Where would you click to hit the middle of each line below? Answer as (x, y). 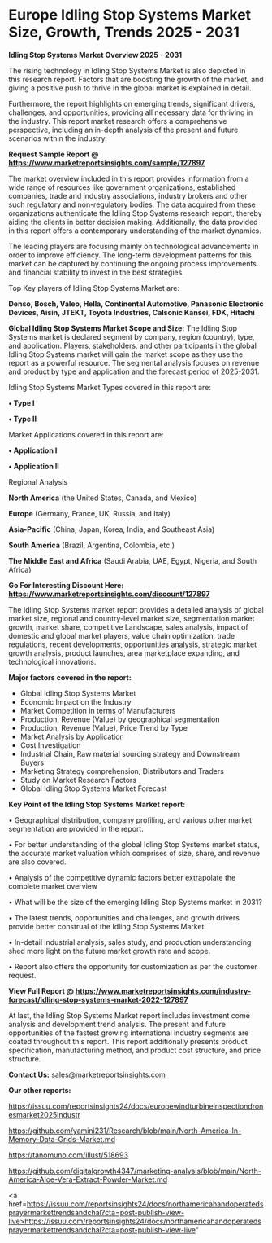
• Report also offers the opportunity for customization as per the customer (133, 966)
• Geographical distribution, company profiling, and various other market (130, 819)
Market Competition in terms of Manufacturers (98, 710)
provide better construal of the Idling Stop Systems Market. (108, 926)
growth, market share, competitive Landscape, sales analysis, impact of (129, 627)
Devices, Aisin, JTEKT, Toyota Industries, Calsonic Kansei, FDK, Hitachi (132, 312)
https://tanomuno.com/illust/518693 (68, 1155)
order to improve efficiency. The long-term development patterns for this (130, 255)
